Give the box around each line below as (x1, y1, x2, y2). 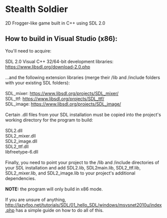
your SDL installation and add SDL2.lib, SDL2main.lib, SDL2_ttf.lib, (5, 164, 141, 170)
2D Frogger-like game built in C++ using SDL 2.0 (5, 20, 105, 26)
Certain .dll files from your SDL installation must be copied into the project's (5, 111, 161, 117)
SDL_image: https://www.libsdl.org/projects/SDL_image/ (5, 101, 121, 107)
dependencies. (5, 175, 36, 181)
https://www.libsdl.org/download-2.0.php (5, 63, 90, 69)
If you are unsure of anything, (5, 196, 66, 202)
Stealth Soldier (5, 3, 68, 15)
